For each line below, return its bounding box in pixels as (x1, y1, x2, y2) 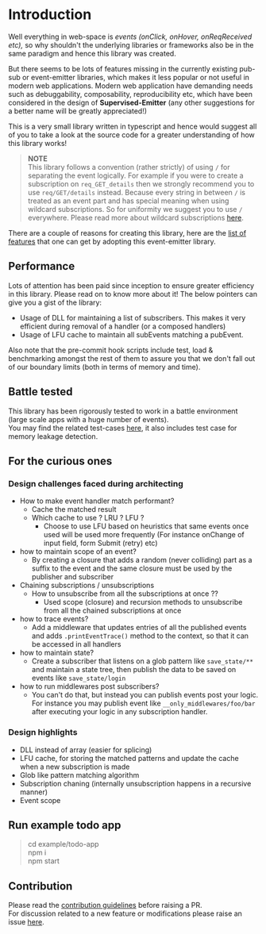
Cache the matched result (31, 505, 117, 514)
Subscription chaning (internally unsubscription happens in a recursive (19, 778, 252, 788)
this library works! (8, 138, 67, 148)
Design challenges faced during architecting (8, 478, 184, 489)
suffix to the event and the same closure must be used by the (31, 563, 233, 573)
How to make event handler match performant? (19, 496, 175, 505)
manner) (19, 787, 48, 797)
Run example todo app (8, 818, 121, 832)
